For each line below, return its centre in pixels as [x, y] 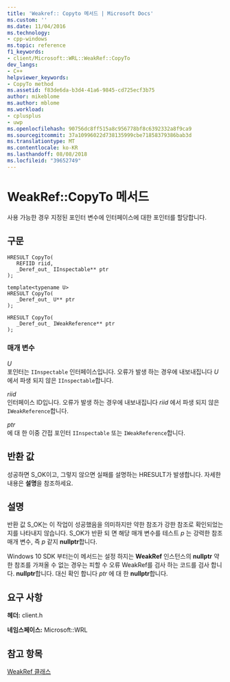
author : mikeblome [33, 97]
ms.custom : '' [27, 20]
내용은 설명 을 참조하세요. [40, 483]
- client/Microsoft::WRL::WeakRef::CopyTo [69, 58]
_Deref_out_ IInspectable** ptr [62, 269]
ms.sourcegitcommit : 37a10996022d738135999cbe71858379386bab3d [100, 135]
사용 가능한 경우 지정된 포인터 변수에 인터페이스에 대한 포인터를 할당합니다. [107, 217]
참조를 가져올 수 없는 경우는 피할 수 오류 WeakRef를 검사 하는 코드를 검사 [112, 565]
